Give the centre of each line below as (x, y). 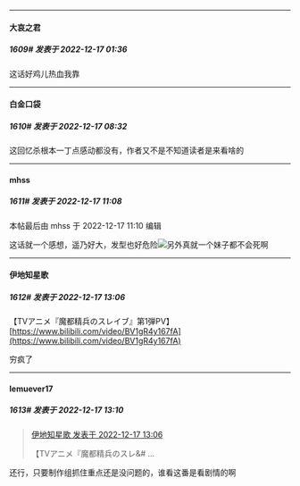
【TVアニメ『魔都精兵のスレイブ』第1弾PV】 (92, 322)
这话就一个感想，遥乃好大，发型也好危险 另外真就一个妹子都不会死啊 (139, 244)
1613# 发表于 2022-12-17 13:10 (67, 410)
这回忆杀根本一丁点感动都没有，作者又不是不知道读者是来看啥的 (126, 151)
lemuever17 (31, 389)
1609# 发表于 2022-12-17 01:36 (68, 49)
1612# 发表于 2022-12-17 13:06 (67, 297)
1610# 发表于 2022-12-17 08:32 (68, 126)
